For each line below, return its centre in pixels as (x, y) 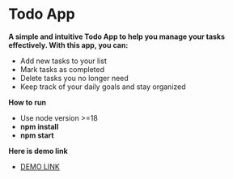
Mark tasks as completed (62, 69)
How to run (28, 102)
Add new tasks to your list (64, 61)
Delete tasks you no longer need (74, 78)
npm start (37, 135)
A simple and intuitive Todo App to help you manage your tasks (116, 36)
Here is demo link (38, 151)
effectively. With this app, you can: (68, 45)
